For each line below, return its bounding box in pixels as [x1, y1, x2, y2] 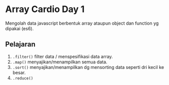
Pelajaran [5, 40, 36, 49]
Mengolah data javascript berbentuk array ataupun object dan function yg [5, 20, 159, 26]
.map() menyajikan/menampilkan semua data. [12, 59, 107, 65]
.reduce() [12, 75, 34, 81]
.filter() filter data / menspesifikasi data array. [12, 53, 113, 59]
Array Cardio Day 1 [5, 4, 85, 15]
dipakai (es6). [5, 25, 34, 31]
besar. [12, 69, 26, 75]
